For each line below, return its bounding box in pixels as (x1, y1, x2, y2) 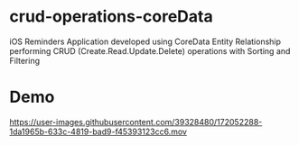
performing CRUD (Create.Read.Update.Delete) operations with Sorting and (9, 45, 291, 56)
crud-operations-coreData (9, 6, 214, 27)
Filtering (9, 55, 41, 66)
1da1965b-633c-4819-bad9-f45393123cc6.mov (9, 126, 188, 137)
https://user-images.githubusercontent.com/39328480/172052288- (9, 116, 263, 127)
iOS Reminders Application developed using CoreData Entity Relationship (9, 36, 282, 47)
